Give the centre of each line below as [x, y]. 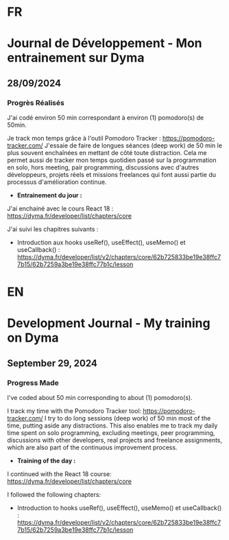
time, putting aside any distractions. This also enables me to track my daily [112, 425]
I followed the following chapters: [54, 495]
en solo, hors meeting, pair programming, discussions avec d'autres [103, 167]
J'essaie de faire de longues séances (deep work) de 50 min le [133, 145]
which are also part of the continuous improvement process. [92, 447]
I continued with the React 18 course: [59, 474]
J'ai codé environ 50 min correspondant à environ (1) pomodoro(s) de [106, 118]
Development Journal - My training [109, 324]
